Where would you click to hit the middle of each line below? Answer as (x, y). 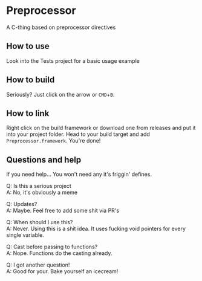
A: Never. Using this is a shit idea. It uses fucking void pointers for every (96, 229)
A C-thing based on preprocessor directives (61, 27)
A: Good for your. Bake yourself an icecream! (62, 271)
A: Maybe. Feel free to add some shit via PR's (63, 211)
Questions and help (44, 160)
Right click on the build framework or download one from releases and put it (101, 128)
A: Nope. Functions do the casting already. (59, 253)
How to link (28, 113)
